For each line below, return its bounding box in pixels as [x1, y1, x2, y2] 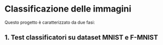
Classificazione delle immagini [4, 3, 132, 15]
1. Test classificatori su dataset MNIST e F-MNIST [4, 33, 158, 42]
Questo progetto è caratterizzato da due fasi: [4, 19, 95, 25]
